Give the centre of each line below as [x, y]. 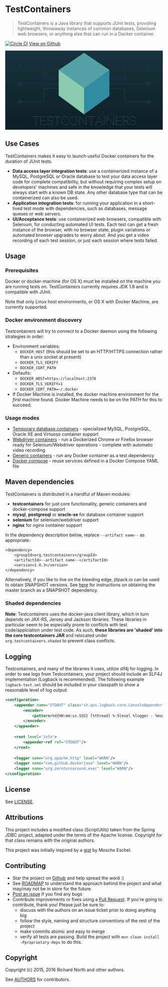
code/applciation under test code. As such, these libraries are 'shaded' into [84, 630]
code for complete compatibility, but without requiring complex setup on [87, 181]
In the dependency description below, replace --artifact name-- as [75, 535]
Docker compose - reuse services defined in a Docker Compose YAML [85, 461]
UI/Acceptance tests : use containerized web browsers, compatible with [87, 219]
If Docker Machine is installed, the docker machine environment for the [85, 394]
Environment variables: [36, 346]
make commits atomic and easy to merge [62, 931]
